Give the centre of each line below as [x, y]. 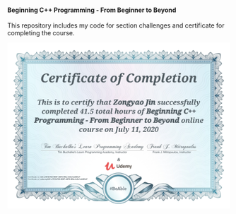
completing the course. [41, 33]
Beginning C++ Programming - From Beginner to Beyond [92, 10]
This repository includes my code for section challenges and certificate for [116, 25]
